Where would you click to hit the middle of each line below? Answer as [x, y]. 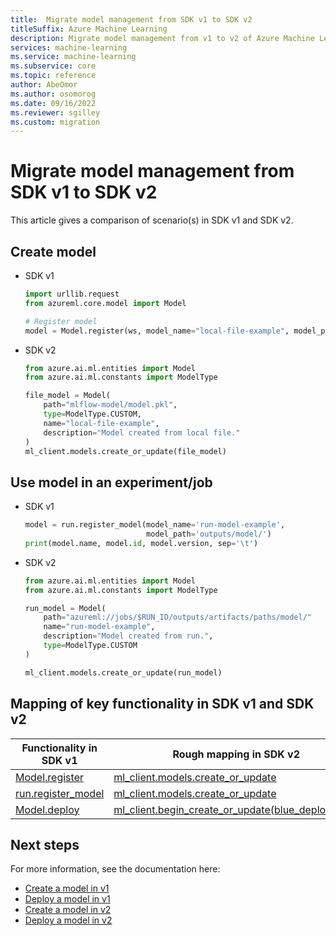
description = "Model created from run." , [128, 636]
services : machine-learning [69, 47]
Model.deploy [47, 809]
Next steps [45, 844]
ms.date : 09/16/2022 [53, 103]
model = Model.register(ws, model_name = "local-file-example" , [157, 331]
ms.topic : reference [53, 76]
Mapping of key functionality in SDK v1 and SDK [162, 704]
